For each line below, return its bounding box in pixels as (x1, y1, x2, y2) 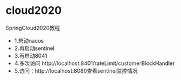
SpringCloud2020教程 (5, 24, 61, 31)
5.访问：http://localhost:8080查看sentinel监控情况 (14, 67, 138, 74)
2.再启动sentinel (14, 45, 55, 52)
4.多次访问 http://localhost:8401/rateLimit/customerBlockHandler (14, 60, 175, 67)
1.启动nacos (14, 37, 44, 44)
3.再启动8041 (14, 52, 47, 59)
